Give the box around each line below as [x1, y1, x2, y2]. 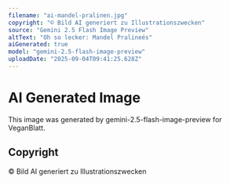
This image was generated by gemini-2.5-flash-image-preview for [8, 114, 222, 124]
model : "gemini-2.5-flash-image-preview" [8, 48, 146, 56]
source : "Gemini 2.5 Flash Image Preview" [8, 26, 149, 34]
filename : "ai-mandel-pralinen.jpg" [8, 11, 128, 20]
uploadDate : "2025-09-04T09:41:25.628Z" [8, 56, 143, 63]
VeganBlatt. [8, 123, 46, 132]
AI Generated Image [8, 89, 141, 106]
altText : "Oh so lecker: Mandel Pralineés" [8, 33, 153, 41]
